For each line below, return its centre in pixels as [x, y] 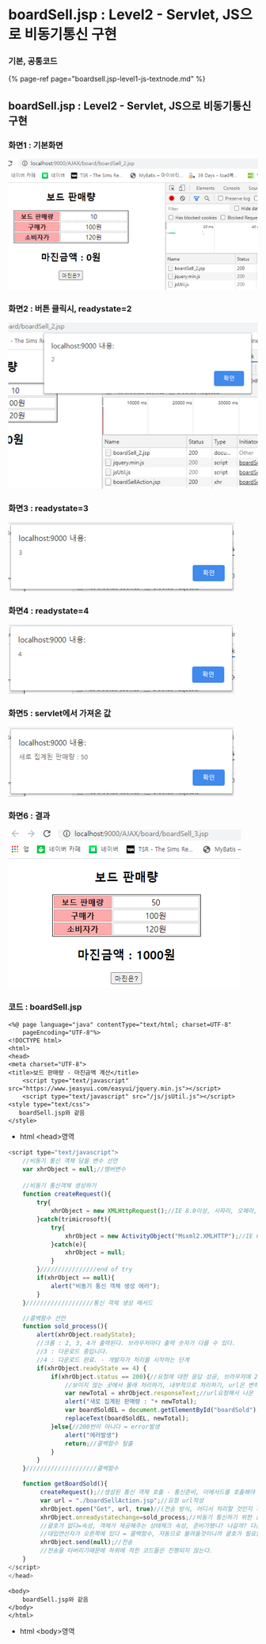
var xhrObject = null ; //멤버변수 [74, 1169]
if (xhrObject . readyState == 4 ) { [92, 1368]
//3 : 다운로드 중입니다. [73, 1352]
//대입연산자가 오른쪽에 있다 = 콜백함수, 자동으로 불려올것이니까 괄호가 [141, 1534]
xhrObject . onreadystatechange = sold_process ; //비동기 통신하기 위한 [146, 1517]
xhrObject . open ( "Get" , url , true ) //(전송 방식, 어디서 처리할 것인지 [146, 1509]
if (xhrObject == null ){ [76, 1278]
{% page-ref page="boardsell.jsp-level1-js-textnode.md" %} [107, 79]
